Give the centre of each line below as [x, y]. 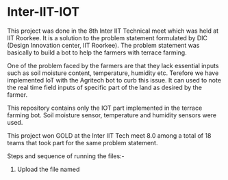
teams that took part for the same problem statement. [83, 142]
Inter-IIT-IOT [43, 12]
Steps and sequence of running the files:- [66, 156]
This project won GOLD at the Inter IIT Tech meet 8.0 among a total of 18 [109, 135]
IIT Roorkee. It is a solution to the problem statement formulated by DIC [107, 37]
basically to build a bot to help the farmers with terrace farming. [97, 52]
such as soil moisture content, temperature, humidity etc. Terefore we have [113, 73]
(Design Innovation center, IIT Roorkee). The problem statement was [103, 45]
